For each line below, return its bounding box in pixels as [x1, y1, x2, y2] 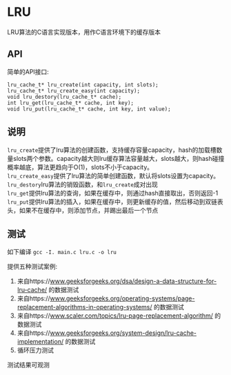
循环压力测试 [17, 346, 54, 354]
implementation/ [17, 338, 64, 346]
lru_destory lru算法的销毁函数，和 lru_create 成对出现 [7, 180, 159, 189]
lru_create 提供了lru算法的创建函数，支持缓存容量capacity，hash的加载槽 [7, 146, 217, 154]
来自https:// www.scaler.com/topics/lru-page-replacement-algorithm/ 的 [17, 311, 221, 320]
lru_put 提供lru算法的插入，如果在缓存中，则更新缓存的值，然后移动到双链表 [7, 198, 224, 206]
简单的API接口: [7, 67, 50, 76]
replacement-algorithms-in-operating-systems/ [17, 303, 152, 311]
